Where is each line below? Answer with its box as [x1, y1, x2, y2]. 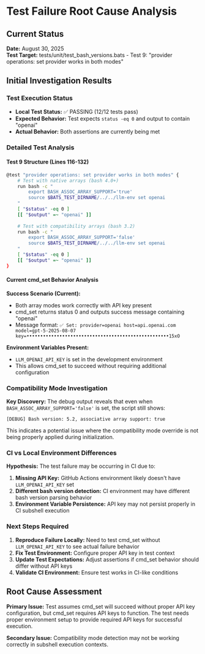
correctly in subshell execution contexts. [6, 641, 109, 648]
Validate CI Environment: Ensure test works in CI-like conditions [15, 568, 179, 576]
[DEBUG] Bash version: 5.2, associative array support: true [6, 416, 166, 423]
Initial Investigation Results [6, 75, 112, 86]
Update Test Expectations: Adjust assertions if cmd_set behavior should [15, 555, 199, 563]
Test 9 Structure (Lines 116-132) [6, 158, 89, 166]
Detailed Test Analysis [6, 143, 75, 151]
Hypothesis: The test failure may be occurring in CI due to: [6, 462, 156, 470]
